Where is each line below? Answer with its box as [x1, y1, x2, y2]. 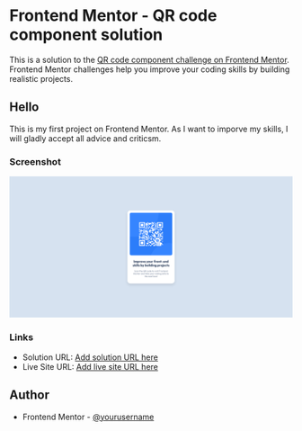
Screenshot [9, 155, 61, 167]
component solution [9, 24, 164, 45]
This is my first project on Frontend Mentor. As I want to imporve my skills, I [9, 123, 289, 134]
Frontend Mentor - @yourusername [22, 411, 155, 422]
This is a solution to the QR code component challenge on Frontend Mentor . [9, 54, 289, 65]
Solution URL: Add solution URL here [22, 352, 159, 363]
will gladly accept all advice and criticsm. [9, 132, 162, 144]
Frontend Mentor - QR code [9, 5, 218, 26]
